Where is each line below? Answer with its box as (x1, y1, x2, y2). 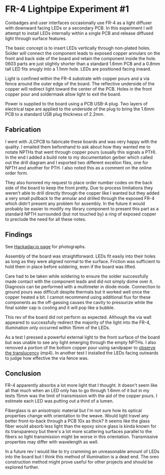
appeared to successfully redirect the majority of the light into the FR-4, (5, 319, 151, 325)
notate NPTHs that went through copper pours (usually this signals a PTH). (5, 149, 157, 155)
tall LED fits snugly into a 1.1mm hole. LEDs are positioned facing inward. (5, 66, 152, 72)
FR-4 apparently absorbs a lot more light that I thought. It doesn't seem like (5, 382, 158, 388)
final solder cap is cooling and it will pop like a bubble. (5, 305, 115, 310)
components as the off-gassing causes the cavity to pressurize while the (5, 299, 153, 305)
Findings (5, 231, 33, 239)
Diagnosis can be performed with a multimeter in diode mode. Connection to (5, 283, 161, 289)
